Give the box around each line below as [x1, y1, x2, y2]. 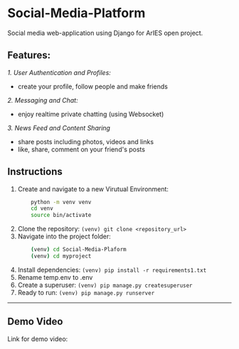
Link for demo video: [7, 334, 68, 343]
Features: [7, 49, 51, 61]
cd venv [31, 205, 53, 212]
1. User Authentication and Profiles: [7, 68, 112, 76]
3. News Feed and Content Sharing [7, 123, 110, 132]
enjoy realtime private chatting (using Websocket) [17, 109, 164, 118]
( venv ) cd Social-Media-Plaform [31, 246, 127, 253]
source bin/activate [31, 212, 92, 219]
